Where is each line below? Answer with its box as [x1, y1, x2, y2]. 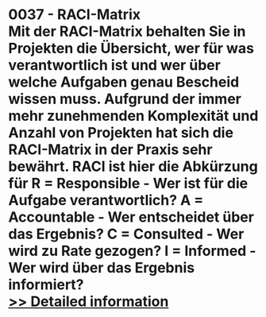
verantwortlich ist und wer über [8, 56, 221, 75]
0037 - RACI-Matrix [8, 6, 141, 24]
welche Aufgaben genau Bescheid [8, 73, 240, 91]
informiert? [8, 276, 85, 294]
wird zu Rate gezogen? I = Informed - [8, 242, 256, 260]
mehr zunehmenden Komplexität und [8, 107, 259, 125]
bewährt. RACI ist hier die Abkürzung [8, 157, 258, 176]
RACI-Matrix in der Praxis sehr [8, 141, 213, 159]
